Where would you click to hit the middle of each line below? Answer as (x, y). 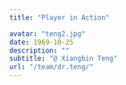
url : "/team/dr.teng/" (51, 67)
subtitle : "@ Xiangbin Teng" (63, 59)
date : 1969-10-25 (42, 42)
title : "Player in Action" (59, 17)
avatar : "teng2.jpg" (48, 34)
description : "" (39, 50)
